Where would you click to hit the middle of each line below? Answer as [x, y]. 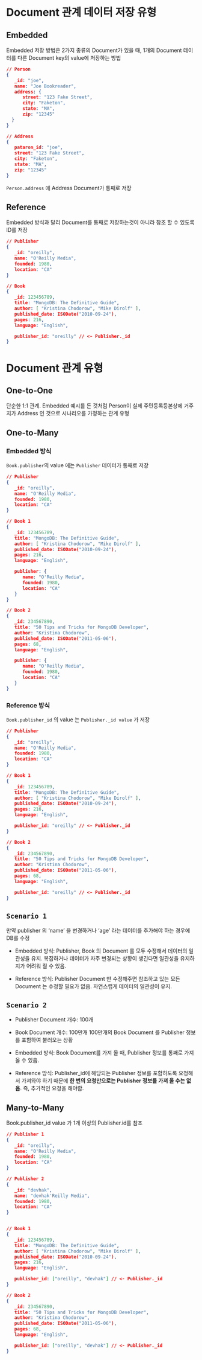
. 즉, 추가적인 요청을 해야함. [52, 1088]
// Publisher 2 [25, 1179]
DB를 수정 [18, 938]
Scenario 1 [26, 916]
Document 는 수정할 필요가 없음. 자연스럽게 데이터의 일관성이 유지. [93, 986]
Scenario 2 [26, 1005]
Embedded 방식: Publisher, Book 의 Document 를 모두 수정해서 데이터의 [101, 951]
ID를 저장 [17, 230]
